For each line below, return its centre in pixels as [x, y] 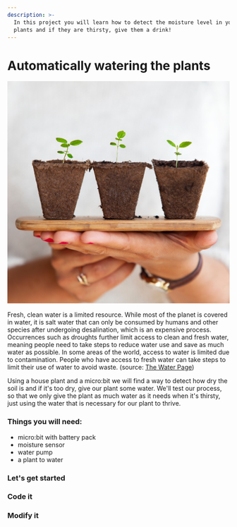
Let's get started [36, 478]
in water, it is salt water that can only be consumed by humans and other [113, 322]
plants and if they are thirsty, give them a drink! [93, 30]
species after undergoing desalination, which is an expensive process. [109, 330]
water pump [35, 452]
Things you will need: [45, 422]
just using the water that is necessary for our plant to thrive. [94, 404]
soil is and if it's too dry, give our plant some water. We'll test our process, [115, 389]
